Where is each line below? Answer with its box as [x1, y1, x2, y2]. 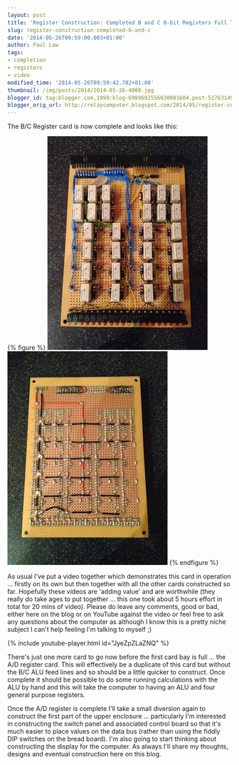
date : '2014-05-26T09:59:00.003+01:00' [7, 34, 126, 41]
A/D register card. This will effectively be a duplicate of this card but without [7, 660, 231, 669]
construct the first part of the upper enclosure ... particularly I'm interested [7, 712, 226, 721]
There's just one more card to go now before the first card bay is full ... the [7, 652, 226, 662]
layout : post [7, 11, 46, 19]
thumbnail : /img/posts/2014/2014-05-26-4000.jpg [7, 86, 154, 94]
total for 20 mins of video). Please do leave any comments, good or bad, [7, 603, 219, 611]
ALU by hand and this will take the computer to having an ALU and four [7, 683, 216, 692]
